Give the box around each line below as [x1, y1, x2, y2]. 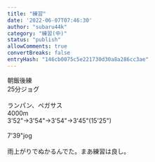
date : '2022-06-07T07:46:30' [7, 17, 93, 24]
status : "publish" [7, 36, 61, 43]
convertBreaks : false [7, 50, 71, 57]
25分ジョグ [7, 85, 40, 93]
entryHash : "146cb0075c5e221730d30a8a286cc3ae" [7, 56, 149, 63]
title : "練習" [7, 10, 47, 18]
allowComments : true [7, 43, 68, 50]
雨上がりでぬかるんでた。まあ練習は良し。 [7, 147, 130, 155]
